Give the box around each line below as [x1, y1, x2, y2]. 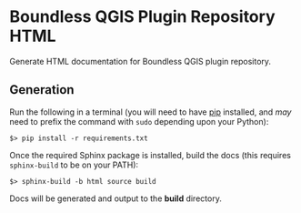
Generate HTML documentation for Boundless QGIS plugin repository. [9, 56, 271, 66]
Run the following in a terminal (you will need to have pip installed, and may [9, 106, 292, 117]
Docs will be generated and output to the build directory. [9, 193, 223, 204]
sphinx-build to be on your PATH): [9, 159, 139, 170]
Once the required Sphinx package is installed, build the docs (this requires [9, 149, 291, 160]
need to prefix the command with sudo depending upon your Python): [9, 116, 269, 127]
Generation [9, 82, 75, 97]
